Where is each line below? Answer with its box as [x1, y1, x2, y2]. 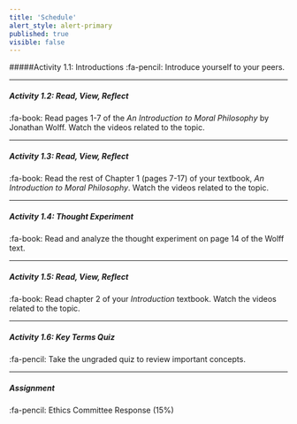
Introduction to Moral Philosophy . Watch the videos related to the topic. [9, 182, 270, 193]
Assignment [9, 382, 56, 393]
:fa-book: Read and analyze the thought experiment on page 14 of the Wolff [9, 234, 285, 244]
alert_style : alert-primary [9, 21, 113, 30]
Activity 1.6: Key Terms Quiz [9, 331, 115, 342]
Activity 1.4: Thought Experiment [9, 211, 134, 221]
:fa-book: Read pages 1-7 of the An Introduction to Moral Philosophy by [9, 112, 270, 124]
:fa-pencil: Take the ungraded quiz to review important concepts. [9, 354, 246, 365]
